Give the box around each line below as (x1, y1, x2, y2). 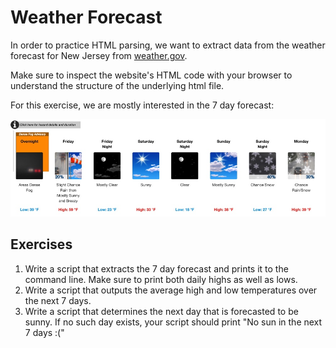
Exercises (10, 236, 73, 253)
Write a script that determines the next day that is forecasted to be (24, 305, 299, 317)
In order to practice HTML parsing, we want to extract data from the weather (10, 39, 326, 51)
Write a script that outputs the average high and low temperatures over (24, 284, 318, 296)
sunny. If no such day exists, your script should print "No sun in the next (24, 316, 323, 328)
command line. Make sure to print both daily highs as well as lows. (24, 273, 298, 285)
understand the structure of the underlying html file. (10, 79, 225, 91)
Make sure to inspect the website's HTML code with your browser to (10, 69, 293, 81)
